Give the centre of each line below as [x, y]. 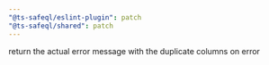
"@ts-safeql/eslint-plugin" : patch [75, 17]
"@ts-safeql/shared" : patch [61, 26]
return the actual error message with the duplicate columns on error [134, 51]
